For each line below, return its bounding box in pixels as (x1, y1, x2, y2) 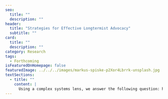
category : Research (5, 49, 46, 54)
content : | (14, 81, 37, 86)
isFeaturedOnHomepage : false (5, 63, 66, 68)
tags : (5, 53, 16, 59)
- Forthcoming (9, 58, 39, 63)
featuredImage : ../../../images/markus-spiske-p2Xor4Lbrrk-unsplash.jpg (5, 68, 160, 73)
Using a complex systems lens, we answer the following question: (18, 86, 160, 91)
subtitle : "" (9, 30, 37, 35)
